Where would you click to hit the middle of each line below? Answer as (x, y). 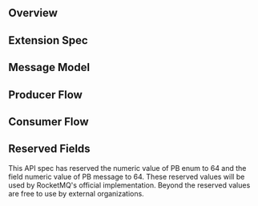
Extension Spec (48, 40)
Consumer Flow (48, 122)
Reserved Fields (49, 149)
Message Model (49, 67)
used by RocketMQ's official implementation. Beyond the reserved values (129, 185)
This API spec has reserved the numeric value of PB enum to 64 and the (127, 168)
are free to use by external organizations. (76, 193)
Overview (33, 13)
